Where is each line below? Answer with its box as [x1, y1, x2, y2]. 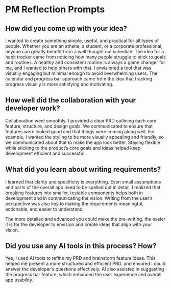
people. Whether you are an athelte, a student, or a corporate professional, [5, 43, 163, 49]
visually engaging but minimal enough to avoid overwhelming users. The [5, 70, 158, 76]
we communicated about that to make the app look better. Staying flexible [5, 139, 161, 146]
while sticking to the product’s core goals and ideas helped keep [5, 145, 141, 151]
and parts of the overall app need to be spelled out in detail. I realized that [5, 184, 161, 190]
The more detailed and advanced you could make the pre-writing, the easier [5, 216, 166, 222]
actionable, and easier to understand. [5, 206, 84, 212]
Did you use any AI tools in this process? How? [5, 242, 157, 251]
